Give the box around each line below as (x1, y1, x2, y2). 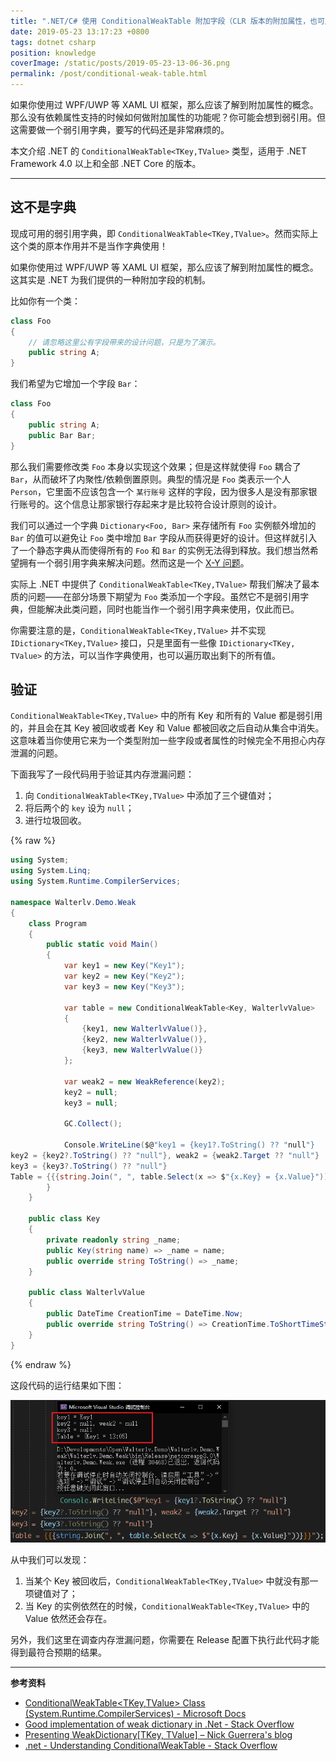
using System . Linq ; (10, 866, 92, 876)
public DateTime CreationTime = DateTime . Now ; (46, 1309, 244, 1319)
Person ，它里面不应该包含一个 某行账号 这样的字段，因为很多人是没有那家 (10, 485, 309, 497)
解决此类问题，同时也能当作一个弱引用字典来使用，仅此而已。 (44, 603, 300, 615)
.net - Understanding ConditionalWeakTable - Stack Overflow (24, 1740, 278, 1752)
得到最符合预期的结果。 (10, 1646, 107, 1659)
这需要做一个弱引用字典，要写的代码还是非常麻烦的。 (10, 124, 230, 135)
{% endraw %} (10, 1358, 72, 1370)
